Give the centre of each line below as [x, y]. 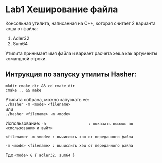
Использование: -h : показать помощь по [69, 123]
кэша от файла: [22, 28]
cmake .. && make [23, 90]
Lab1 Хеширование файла [62, 9]
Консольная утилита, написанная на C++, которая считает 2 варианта [81, 23]
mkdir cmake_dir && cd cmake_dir [40, 86]
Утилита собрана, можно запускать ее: [47, 99]
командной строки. [26, 58]
